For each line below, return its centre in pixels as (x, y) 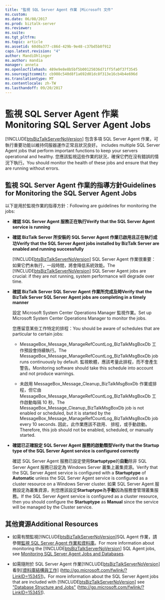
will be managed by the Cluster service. (52, 507)
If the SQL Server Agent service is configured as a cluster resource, (90, 496)
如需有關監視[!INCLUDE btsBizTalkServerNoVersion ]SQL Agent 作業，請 (85, 537)
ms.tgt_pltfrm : (21, 38)
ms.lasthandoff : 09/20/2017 (34, 88)
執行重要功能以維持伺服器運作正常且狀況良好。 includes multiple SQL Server (82, 145)
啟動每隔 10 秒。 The (44, 402)
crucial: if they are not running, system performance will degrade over (83, 276)
